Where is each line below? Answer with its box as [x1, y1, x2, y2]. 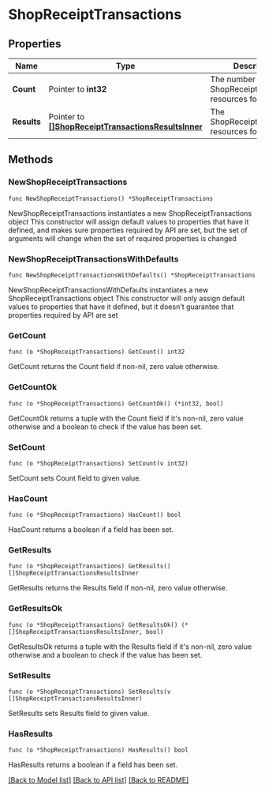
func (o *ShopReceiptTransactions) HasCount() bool [8, 511, 181, 519]
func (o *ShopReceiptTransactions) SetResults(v [8, 688, 171, 696]
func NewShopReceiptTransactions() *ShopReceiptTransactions [8, 194, 214, 202]
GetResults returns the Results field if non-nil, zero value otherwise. [8, 583, 228, 593]
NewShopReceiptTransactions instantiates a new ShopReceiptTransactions [8, 208, 252, 218]
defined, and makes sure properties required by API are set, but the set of [8, 225, 248, 235]
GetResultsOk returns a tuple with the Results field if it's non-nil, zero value [8, 642, 252, 651]
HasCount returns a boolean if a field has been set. [8, 525, 174, 534]
